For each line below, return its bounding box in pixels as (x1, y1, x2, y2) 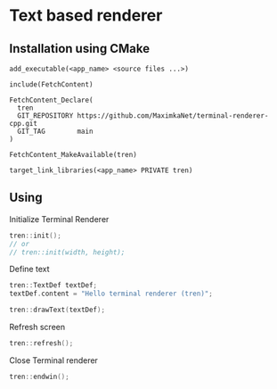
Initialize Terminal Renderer (9, 213, 110, 224)
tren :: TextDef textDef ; (9, 281, 98, 290)
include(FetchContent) (9, 80, 94, 89)
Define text (9, 264, 50, 275)
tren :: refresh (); (9, 339, 74, 348)
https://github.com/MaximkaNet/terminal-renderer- (77, 112, 269, 120)
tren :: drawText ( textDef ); (9, 305, 105, 315)
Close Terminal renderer (9, 354, 98, 366)
